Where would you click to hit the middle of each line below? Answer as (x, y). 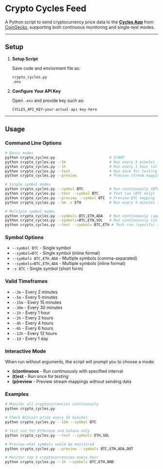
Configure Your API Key (36, 91)
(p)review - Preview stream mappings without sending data (72, 382)
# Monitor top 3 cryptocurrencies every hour (52, 458)
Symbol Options (24, 238)
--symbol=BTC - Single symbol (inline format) (56, 253)
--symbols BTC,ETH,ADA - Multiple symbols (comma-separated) (74, 258)
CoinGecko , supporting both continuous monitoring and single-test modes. (80, 27)
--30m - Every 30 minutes (37, 307)
